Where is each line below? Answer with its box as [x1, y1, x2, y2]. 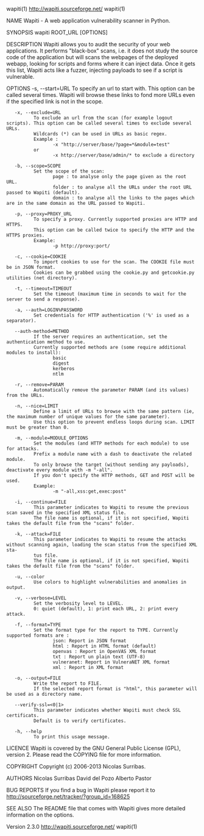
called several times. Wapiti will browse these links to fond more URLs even [6, 91, 195, 98]
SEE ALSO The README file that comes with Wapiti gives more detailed [6, 805, 186, 812]
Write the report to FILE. [33, 681, 102, 687]
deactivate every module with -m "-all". [6, 467, 113, 473]
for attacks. [6, 446, 40, 452]
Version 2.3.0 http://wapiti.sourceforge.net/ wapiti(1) [6, 823, 138, 830]
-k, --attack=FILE [14, 531, 62, 537]
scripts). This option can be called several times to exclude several [6, 120, 192, 126]
